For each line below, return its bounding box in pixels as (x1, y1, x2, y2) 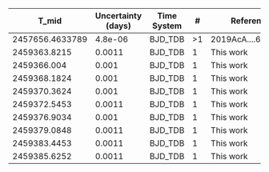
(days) (105, 20, 132, 31)
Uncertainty (94, 10, 143, 21)
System (151, 20, 183, 31)
